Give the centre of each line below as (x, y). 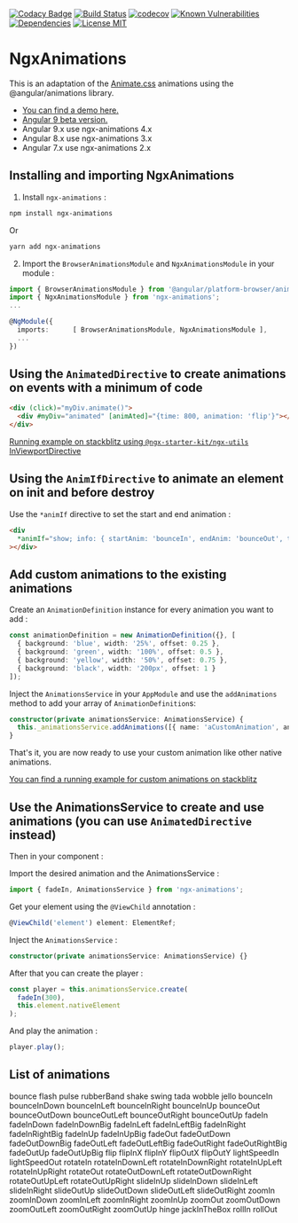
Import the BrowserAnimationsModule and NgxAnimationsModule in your (148, 263)
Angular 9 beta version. (65, 119)
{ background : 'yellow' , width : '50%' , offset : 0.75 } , (122, 660)
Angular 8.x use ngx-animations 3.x (87, 138)
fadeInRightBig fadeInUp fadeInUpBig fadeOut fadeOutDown (120, 1133)
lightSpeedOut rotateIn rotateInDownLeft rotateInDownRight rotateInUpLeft (145, 1162)
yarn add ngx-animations (55, 247)
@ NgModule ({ (31, 322)
